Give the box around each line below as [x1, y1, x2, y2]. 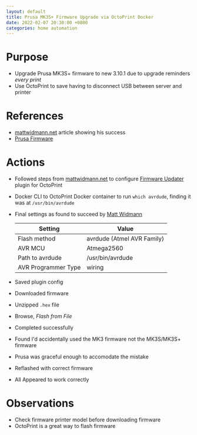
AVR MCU [17, 244, 45, 252]
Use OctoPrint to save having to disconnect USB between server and [14, 83, 182, 90]
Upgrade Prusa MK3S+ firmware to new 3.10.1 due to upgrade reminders [14, 70, 191, 77]
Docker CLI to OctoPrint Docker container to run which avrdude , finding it [14, 193, 191, 200]
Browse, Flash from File [14, 313, 72, 320]
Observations [6, 397, 75, 410]
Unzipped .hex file [14, 301, 60, 308]
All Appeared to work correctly [14, 376, 89, 383]
